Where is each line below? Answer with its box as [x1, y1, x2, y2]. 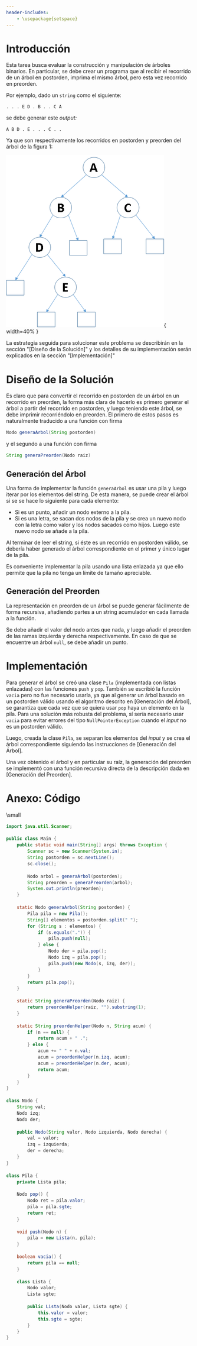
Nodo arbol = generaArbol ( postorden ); [27, 873, 123, 879]
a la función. [6, 614, 37, 622]
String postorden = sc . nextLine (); [27, 855, 115, 860]
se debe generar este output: [6, 114, 77, 121]
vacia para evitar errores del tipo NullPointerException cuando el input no [6, 716, 187, 724]
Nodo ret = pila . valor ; [27, 1198, 86, 1203]
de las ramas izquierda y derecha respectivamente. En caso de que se [6, 632, 177, 639]
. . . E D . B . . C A [6, 104, 62, 110]
